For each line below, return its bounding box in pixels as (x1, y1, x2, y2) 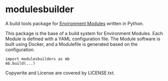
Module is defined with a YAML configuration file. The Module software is (5, 36, 160, 42)
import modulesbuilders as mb (5, 56, 70, 62)
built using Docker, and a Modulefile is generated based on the (5, 41, 138, 47)
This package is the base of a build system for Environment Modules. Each (5, 30, 163, 36)
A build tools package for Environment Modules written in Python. (5, 20, 144, 26)
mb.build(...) (5, 61, 36, 66)
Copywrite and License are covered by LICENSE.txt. (5, 70, 115, 76)
